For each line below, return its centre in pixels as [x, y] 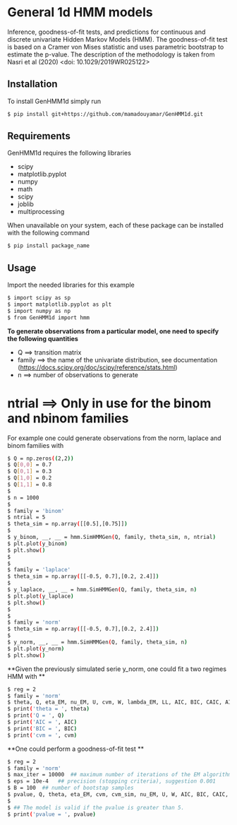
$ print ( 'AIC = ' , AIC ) [42, 722]
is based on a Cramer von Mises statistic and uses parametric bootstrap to [116, 47]
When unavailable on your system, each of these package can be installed [115, 225]
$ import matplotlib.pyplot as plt [60, 304]
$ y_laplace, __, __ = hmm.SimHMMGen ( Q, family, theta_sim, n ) [102, 590]
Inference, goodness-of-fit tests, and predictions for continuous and [107, 32]
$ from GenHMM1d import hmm [49, 317]
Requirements [39, 136]
